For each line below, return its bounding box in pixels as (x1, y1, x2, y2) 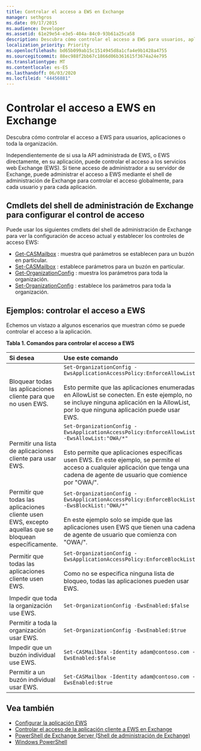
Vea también (6, 703, 54, 713)
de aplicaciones (9, 447, 54, 455)
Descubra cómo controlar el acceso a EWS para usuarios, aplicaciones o (6, 134, 186, 141)
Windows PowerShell (14, 738, 68, 745)
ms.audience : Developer (6, 25, 66, 32)
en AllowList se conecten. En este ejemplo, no (63, 390, 193, 399)
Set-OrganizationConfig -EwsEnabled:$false (63, 602, 190, 609)
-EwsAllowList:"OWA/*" (63, 435, 129, 441)
